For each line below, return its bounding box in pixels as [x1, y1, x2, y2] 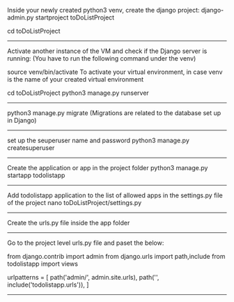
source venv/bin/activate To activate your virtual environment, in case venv [7, 68, 223, 76]
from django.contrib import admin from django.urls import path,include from [7, 252, 226, 260]
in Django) [7, 116, 37, 124]
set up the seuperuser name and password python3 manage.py [7, 136, 190, 144]
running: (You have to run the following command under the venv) [7, 54, 196, 62]
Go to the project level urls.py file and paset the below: [7, 239, 164, 247]
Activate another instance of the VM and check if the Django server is [7, 47, 208, 55]
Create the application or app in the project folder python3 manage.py [7, 164, 208, 172]
